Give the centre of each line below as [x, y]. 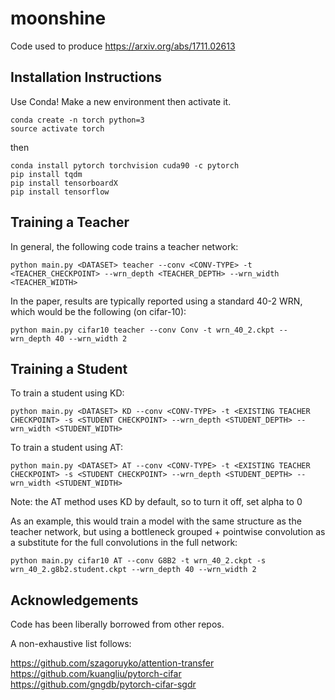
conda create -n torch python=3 [77, 120]
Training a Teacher [70, 222]
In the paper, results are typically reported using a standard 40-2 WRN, [156, 301]
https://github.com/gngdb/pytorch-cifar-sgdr [103, 684]
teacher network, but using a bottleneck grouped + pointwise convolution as [168, 532]
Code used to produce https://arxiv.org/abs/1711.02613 [123, 46]
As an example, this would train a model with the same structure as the [156, 521]
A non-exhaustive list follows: [71, 644]
